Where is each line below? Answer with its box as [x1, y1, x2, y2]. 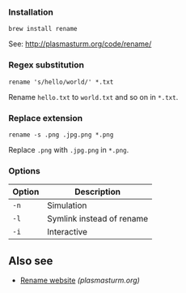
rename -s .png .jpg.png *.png [8, 131, 114, 139]
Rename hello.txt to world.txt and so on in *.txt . [8, 92, 179, 101]
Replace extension [8, 112, 83, 123]
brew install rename [8, 25, 78, 33]
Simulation [47, 200, 87, 211]
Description [74, 186, 121, 197]
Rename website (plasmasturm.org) [19, 275, 140, 285]
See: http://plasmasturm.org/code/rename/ [8, 39, 152, 49]
